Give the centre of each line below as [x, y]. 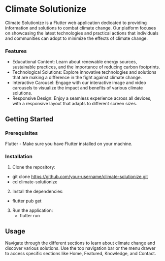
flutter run [30, 216]
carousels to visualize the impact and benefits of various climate [78, 88]
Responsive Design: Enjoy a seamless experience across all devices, [82, 98]
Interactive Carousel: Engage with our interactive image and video [79, 83]
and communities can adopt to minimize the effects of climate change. [77, 38]
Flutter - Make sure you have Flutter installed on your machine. [69, 144]
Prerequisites [21, 133]
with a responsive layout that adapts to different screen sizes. [75, 104]
